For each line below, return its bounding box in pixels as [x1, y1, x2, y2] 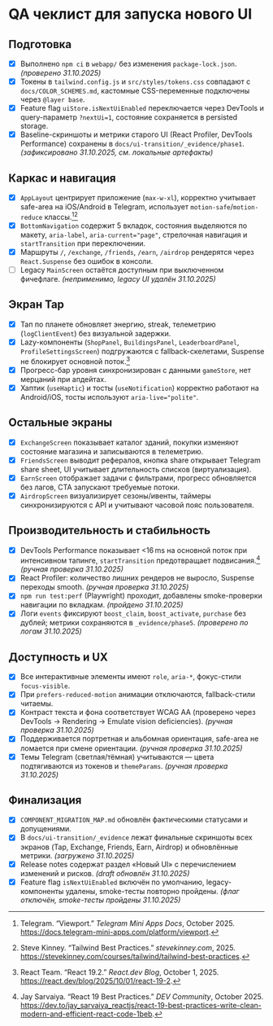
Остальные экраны [8, 416, 112, 430]
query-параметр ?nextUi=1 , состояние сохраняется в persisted [19, 112, 238, 122]
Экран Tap [8, 298, 65, 312]
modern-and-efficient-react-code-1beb [19, 1009, 153, 1019]
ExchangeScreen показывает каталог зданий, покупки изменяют [19, 437, 239, 447]
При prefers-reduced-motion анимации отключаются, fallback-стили [19, 690, 256, 699]
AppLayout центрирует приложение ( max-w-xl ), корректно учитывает [19, 193, 256, 203]
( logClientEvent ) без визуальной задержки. [19, 328, 171, 338]
